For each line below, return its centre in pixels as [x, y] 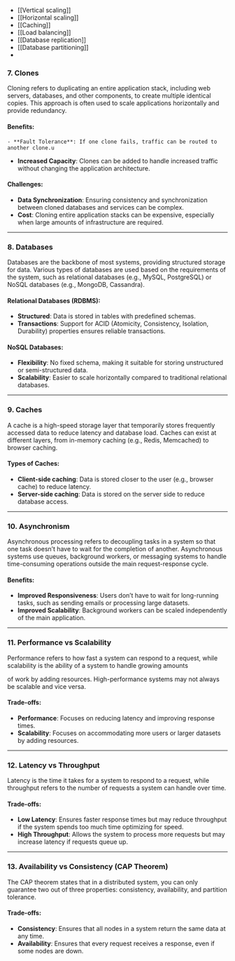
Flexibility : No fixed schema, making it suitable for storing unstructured [120, 363]
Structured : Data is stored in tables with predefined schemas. [106, 316]
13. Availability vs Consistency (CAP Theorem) [88, 867]
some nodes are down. [50, 950]
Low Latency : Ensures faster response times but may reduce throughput [122, 819]
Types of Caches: [33, 464]
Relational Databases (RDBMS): [54, 300]
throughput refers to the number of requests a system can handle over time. [117, 788]
